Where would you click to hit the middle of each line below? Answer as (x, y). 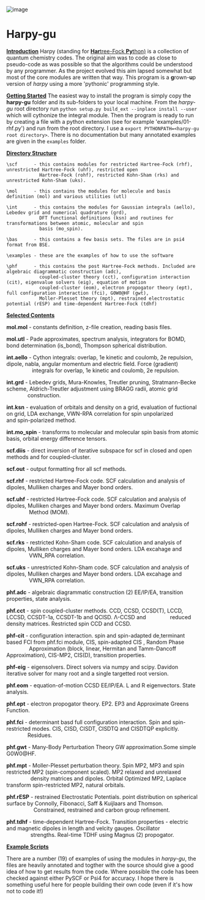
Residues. (40, 735)
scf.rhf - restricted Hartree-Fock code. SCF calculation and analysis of (96, 481)
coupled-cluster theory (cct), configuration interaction (114, 277)
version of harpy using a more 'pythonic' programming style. (83, 83)
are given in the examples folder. (47, 141)
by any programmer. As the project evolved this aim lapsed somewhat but (99, 71)
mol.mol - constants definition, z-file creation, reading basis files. (89, 327)
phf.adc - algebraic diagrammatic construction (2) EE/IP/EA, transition (95, 592)
